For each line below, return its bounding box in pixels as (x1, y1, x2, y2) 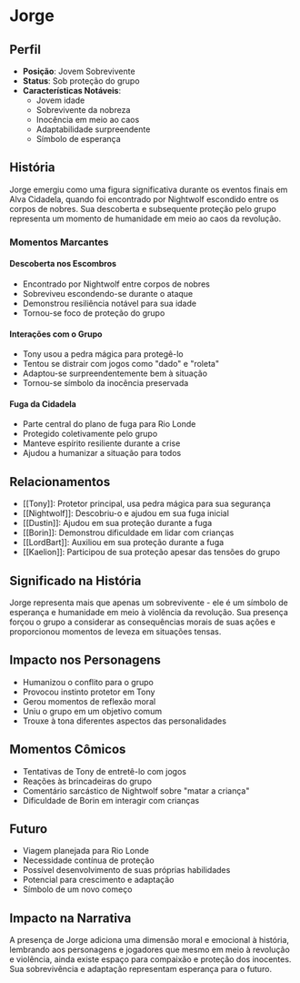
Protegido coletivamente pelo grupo (22, 429, 158, 440)
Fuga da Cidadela (9, 398, 77, 410)
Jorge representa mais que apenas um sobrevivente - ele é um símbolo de (9, 597, 288, 608)
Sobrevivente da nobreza (35, 105, 131, 115)
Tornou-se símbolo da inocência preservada (22, 378, 189, 389)
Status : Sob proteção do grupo (22, 76, 140, 86)
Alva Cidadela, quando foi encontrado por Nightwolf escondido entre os (9, 193, 279, 205)
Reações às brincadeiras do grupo (22, 775, 153, 786)
